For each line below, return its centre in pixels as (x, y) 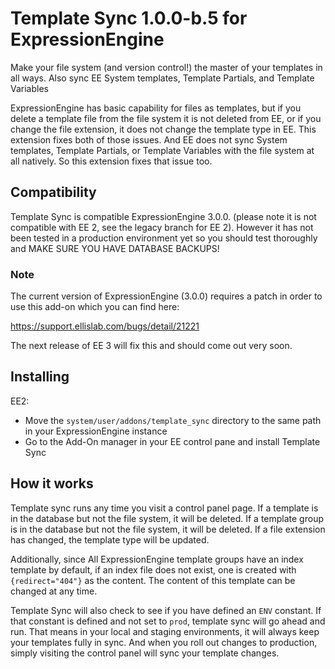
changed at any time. (54, 591)
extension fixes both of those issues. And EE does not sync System (149, 139)
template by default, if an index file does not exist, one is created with (153, 569)
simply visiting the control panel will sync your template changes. (145, 653)
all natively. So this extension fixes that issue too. (111, 161)
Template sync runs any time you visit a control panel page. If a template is (164, 508)
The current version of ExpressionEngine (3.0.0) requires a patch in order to (166, 296)
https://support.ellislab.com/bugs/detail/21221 (105, 326)
